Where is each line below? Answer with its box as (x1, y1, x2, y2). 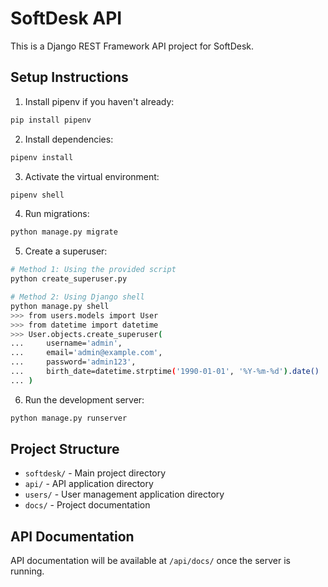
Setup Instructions (10, 69, 129, 86)
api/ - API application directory (24, 478, 154, 490)
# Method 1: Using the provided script (10, 265, 177, 275)
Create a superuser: (24, 245, 108, 257)
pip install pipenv (10, 115, 92, 125)
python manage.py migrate (10, 227, 118, 237)
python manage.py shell (10, 301, 110, 311)
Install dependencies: (24, 133, 114, 145)
